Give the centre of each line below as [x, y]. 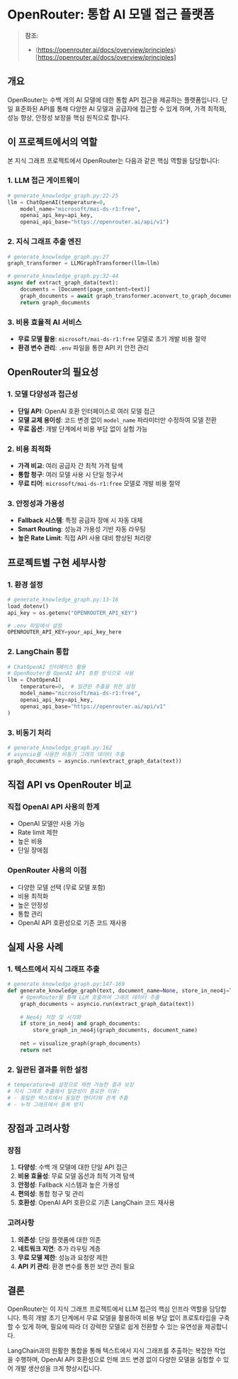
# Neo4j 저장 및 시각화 [51, 1017]
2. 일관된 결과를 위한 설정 [48, 1070]
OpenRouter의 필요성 [53, 372]
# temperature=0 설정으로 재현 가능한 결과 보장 [71, 1085]
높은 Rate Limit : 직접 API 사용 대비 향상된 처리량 [84, 538]
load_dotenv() [28, 606]
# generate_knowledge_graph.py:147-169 [66, 984]
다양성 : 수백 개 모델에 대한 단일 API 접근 [72, 1167]
